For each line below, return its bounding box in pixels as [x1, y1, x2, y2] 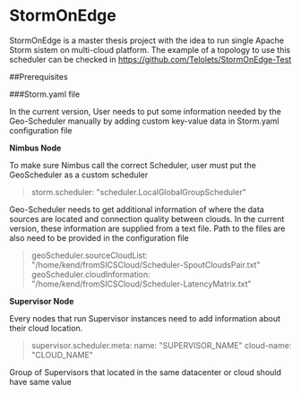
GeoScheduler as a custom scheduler [9, 169, 149, 180]
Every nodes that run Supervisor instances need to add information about [9, 313, 280, 323]
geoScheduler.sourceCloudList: [30, 250, 148, 261]
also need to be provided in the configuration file [9, 232, 190, 243]
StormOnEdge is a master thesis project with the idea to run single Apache [9, 35, 285, 46]
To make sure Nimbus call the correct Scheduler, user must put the [9, 159, 257, 170]
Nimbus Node [9, 142, 62, 153]
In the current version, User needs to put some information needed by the [9, 106, 282, 116]
